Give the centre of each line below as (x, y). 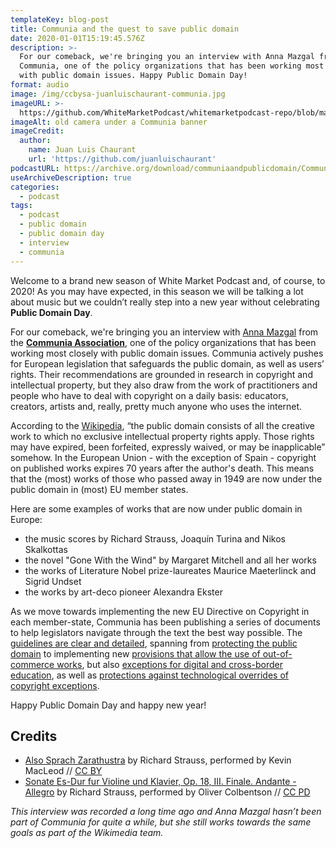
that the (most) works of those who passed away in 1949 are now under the (166, 478)
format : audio (40, 85)
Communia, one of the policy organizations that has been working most (172, 66)
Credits (34, 736)
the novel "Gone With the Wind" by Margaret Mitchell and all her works (170, 560)
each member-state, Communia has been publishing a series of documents (165, 622)
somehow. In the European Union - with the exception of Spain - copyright (163, 457)
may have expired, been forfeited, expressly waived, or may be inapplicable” (168, 447)
